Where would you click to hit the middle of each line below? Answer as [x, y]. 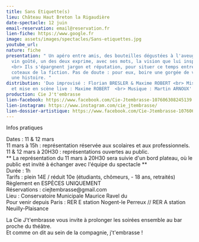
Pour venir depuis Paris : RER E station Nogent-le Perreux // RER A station [96, 202]
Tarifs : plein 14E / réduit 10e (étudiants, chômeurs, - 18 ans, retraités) [91, 177]
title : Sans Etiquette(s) [38, 12]
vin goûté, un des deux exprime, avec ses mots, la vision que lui [97, 61]
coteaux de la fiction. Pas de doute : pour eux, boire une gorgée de [100, 72]
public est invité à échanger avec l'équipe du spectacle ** [77, 164]
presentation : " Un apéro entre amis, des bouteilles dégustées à [90, 56]
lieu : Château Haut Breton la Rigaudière [58, 17]
